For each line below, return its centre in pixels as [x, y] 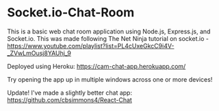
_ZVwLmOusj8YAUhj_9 [39, 53]
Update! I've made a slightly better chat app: [69, 93]
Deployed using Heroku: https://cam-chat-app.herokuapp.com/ [96, 66]
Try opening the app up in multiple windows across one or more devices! [110, 79]
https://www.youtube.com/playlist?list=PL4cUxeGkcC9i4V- [91, 46]
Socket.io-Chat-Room [71, 13]
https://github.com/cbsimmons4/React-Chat [69, 99]
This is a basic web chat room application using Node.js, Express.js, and [109, 31]
